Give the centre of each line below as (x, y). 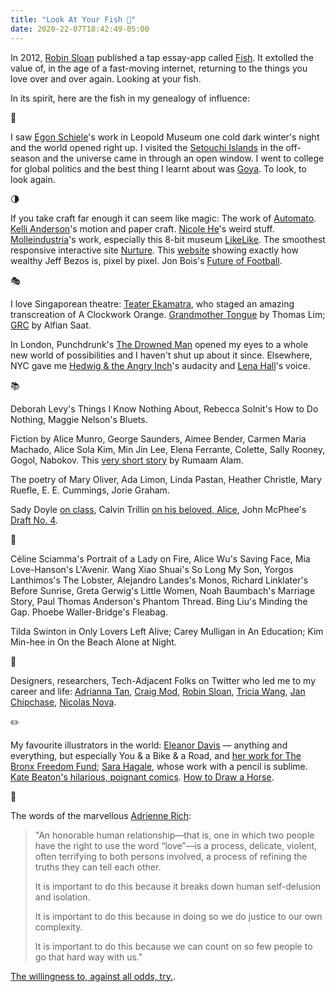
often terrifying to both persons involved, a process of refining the (171, 856)
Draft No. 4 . (34, 520)
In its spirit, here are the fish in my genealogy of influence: (130, 98)
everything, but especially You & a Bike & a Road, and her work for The (156, 755)
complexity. (58, 927)
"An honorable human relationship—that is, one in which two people (174, 835)
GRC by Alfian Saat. (51, 325)
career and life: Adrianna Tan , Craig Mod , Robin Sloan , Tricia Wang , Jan (158, 691)
